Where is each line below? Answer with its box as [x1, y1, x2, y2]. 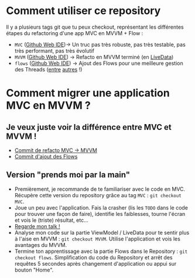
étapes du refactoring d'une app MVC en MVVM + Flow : [6, 29, 143, 36]
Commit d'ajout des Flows [14, 153, 78, 160]
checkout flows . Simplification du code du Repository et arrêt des [14, 253, 173, 261]
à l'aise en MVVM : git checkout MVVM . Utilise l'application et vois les [14, 235, 180, 242]
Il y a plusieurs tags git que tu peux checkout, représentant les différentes [6, 23, 184, 30]
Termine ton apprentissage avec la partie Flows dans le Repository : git [14, 248, 188, 255]
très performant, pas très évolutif [14, 47, 95, 54]
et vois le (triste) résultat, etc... [14, 217, 89, 224]
